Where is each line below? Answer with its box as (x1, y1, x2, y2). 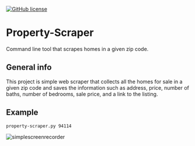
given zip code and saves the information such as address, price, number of (6, 84, 190, 91)
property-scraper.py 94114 (6, 123, 72, 129)
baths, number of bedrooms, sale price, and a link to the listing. (6, 90, 158, 97)
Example (6, 107, 39, 117)
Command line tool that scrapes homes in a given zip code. (6, 45, 149, 52)
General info (6, 62, 52, 73)
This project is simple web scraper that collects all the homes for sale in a (6, 78, 183, 85)
